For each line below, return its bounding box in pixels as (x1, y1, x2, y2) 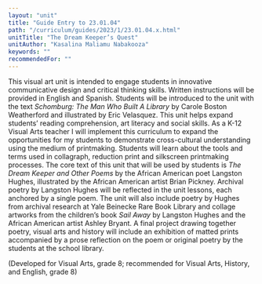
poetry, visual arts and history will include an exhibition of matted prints (8, 227, 239, 236)
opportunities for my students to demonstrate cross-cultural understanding (8, 135, 251, 144)
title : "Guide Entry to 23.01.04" (8, 19, 122, 27)
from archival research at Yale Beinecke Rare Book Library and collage (8, 202, 236, 211)
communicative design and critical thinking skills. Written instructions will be (8, 85, 255, 94)
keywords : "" (8, 48, 51, 56)
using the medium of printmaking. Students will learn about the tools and (8, 143, 243, 153)
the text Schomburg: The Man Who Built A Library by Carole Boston (8, 101, 227, 111)
